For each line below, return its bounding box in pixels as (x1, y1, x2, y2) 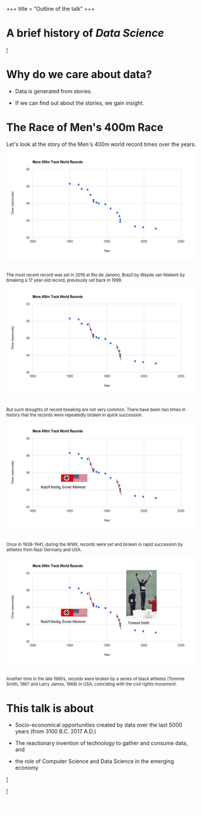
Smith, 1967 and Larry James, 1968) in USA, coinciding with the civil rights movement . (6, 681, 177, 687)
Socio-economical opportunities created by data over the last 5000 (14, 721, 183, 729)
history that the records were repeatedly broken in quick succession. (6, 412, 143, 418)
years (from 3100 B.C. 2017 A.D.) (14, 728, 96, 735)
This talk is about (6, 701, 94, 715)
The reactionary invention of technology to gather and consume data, (14, 739, 188, 747)
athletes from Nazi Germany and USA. (6, 546, 83, 553)
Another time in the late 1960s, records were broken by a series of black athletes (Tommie (6, 676, 185, 682)
